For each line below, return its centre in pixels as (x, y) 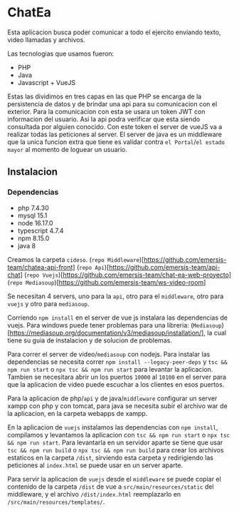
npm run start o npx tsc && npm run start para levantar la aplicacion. (110, 369)
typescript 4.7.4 (41, 230)
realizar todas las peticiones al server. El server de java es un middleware (115, 134)
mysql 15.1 (32, 215)
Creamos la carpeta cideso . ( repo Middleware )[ (76, 259)
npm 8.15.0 (33, 238)
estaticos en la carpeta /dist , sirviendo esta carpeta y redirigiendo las (111, 457)
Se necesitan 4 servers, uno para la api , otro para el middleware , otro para (116, 296)
